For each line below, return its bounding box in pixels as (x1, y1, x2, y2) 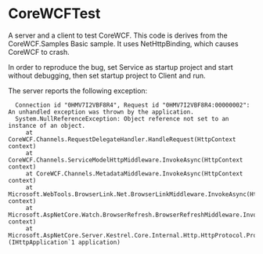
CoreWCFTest (8, 5, 101, 23)
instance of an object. (8, 122, 86, 129)
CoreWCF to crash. (8, 47, 70, 56)
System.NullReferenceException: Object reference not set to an (15, 114, 229, 122)
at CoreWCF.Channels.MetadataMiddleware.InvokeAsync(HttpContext (25, 169, 243, 177)
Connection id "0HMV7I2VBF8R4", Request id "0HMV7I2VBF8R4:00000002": (15, 101, 250, 109)
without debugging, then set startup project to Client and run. (8, 71, 206, 80)
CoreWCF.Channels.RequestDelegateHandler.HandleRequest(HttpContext (8, 135, 236, 143)
